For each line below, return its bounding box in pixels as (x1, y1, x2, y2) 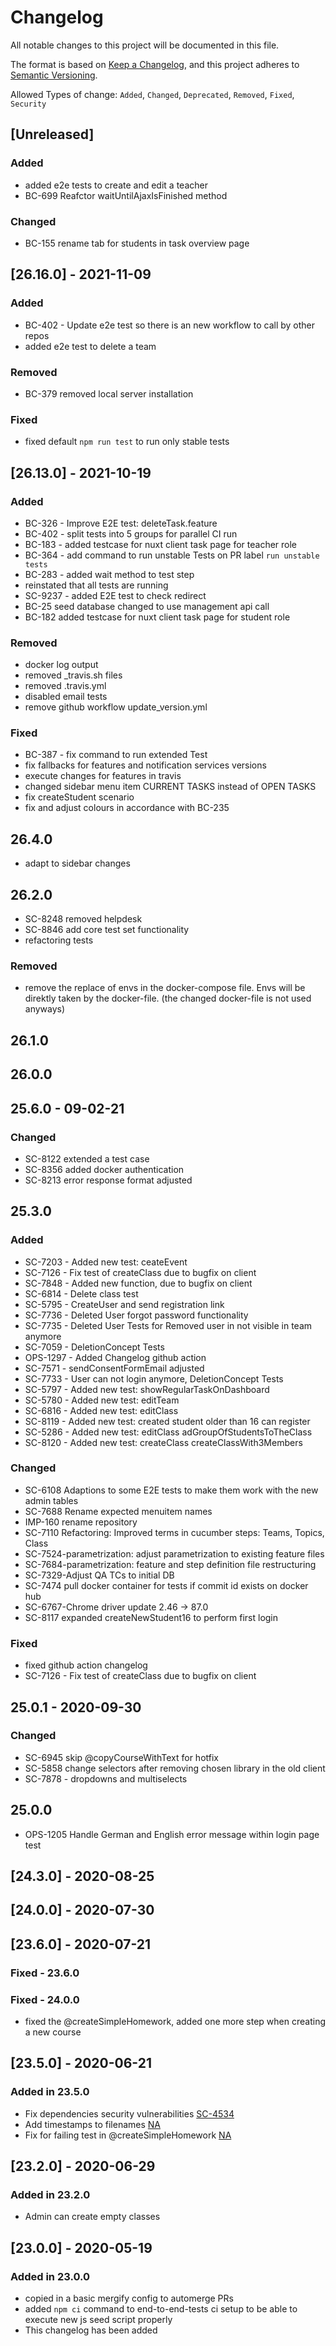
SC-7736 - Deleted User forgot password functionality (24, 1309, 249, 1321)
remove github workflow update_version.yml (24, 701, 208, 713)
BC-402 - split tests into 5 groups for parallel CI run (24, 527, 238, 540)
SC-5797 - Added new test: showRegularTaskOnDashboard (24, 1383, 270, 1395)
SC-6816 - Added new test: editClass (24, 1404, 179, 1416)
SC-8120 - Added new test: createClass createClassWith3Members (24, 1436, 303, 1448)
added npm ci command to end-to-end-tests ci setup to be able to (24, 2303, 298, 2315)
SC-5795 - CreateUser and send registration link (24, 1298, 225, 1310)
